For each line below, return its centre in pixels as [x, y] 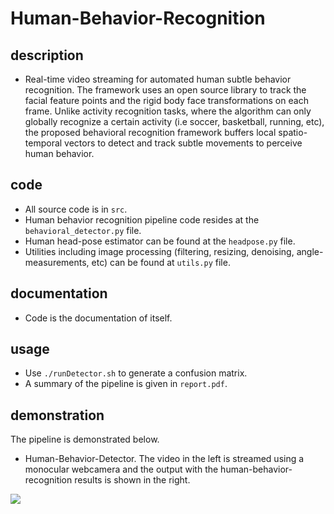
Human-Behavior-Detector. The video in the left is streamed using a [164, 459]
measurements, [57, 262]
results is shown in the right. [132, 480]
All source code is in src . [76, 209]
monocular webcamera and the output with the [121, 469]
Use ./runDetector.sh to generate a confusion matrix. [136, 373]
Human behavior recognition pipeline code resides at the [142, 219]
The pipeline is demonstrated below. [85, 439]
